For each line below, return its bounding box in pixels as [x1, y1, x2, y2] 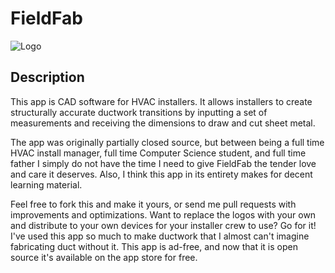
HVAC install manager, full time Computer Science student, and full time [10, 147, 307, 159]
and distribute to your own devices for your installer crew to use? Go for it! [10, 219, 317, 231]
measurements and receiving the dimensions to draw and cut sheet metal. [10, 117, 316, 129]
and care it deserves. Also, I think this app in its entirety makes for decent [10, 168, 313, 180]
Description [10, 69, 85, 86]
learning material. [10, 178, 83, 191]
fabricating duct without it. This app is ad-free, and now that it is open [10, 240, 298, 252]
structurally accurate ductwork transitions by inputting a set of [10, 106, 268, 118]
